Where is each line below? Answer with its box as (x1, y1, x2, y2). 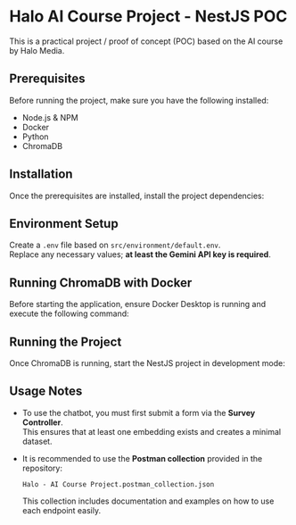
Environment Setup (9, 216, 119, 231)
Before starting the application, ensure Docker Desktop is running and (9, 299, 266, 310)
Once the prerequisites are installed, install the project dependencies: (9, 190, 265, 201)
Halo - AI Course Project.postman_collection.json (21, 479, 215, 488)
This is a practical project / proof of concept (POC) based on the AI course (9, 36, 284, 46)
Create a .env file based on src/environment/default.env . (9, 239, 221, 251)
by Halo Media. (9, 45, 65, 55)
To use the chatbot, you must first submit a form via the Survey (21, 407, 256, 418)
